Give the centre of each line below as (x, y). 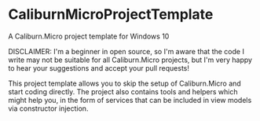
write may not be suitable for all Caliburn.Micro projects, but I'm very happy (130, 60)
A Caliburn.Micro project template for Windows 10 (89, 36)
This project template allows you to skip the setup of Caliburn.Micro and (125, 83)
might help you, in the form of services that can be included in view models (130, 100)
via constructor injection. (48, 108)
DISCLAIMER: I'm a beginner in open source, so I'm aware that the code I (126, 51)
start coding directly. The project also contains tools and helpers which (123, 91)
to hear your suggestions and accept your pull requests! (99, 68)
